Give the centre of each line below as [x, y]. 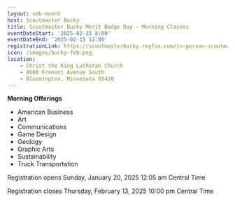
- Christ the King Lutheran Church [72, 66]
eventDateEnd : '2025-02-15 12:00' [58, 40]
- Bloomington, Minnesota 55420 [67, 79]
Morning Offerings [35, 99]
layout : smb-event [34, 14]
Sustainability [37, 157]
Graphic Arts [36, 149]
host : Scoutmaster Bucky [43, 20]
